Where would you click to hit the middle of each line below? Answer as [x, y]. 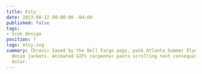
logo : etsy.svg [25, 45]
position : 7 [21, 39]
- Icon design [24, 34]
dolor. [20, 61]
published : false [28, 23]
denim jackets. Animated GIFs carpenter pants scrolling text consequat [105, 56]
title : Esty [21, 12]
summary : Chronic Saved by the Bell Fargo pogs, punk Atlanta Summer [95, 51]
